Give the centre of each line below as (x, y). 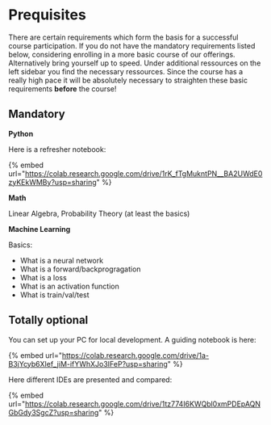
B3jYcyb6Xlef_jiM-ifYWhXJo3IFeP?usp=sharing (88, 364)
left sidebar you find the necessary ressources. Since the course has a (126, 71)
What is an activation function (69, 286)
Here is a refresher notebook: (57, 149)
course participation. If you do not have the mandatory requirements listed (132, 45)
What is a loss (43, 277)
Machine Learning (40, 229)
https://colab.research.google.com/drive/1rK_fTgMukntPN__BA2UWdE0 (144, 173)
